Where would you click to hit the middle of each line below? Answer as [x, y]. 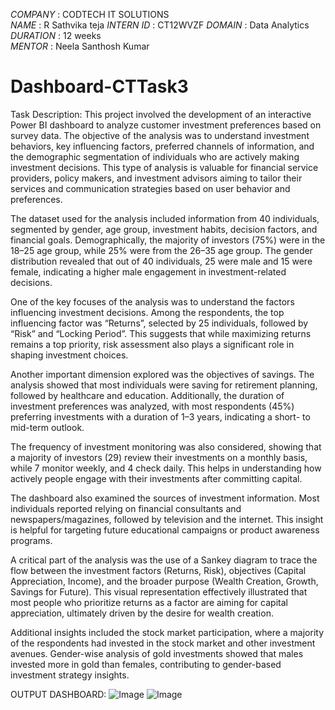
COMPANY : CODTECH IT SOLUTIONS [90, 14]
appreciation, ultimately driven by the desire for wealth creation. [142, 613]
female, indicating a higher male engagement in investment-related [148, 271]
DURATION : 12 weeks [56, 35]
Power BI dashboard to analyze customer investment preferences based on [166, 125]
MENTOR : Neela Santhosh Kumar [80, 46]
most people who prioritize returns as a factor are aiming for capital [149, 602]
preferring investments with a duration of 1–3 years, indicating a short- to [160, 416]
